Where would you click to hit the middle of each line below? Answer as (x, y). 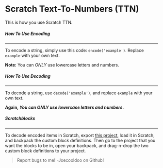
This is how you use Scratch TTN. (39, 22)
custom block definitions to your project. (46, 151)
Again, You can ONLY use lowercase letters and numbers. (65, 107)
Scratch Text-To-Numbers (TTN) (72, 9)
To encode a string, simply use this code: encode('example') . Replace (74, 50)
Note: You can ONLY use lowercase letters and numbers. (62, 65)
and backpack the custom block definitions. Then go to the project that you (80, 140)
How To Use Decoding (28, 76)
